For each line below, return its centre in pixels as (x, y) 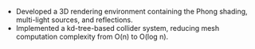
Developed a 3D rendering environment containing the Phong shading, (132, 11)
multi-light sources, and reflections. (74, 20)
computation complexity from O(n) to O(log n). (92, 36)
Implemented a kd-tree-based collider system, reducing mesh (118, 28)
